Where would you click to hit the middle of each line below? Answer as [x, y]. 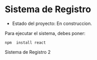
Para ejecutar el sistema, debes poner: [45, 33]
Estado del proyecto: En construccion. [52, 23]
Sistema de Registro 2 [28, 52]
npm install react [25, 42]
